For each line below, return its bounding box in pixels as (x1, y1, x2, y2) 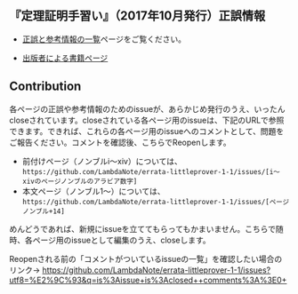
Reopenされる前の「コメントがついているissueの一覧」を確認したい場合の (9, 253, 283, 264)
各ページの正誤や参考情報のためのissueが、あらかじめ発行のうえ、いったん (9, 103, 286, 114)
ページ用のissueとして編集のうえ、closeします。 (32, 234, 211, 245)
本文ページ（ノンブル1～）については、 (21, 186, 166, 196)
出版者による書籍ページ (21, 52, 109, 63)
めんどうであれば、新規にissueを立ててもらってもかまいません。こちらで (9, 223, 277, 234)
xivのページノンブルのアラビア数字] (21, 177, 138, 186)
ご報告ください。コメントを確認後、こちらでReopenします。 (9, 137, 231, 147)
